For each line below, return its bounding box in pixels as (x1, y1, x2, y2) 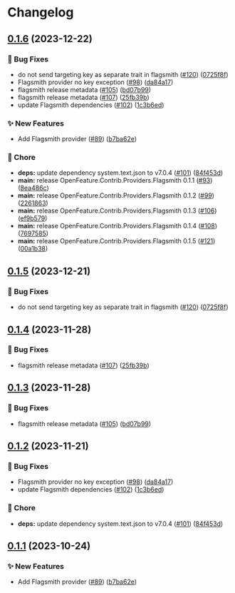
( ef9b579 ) (17, 214, 48, 223)
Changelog (7, 4, 74, 21)
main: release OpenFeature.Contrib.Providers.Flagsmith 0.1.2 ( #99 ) (17, 191, 215, 200)
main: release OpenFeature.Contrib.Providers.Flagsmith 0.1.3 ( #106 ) (17, 206, 217, 215)
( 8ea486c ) (17, 183, 50, 193)
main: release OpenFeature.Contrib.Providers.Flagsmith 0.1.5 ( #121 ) (17, 237, 216, 245)
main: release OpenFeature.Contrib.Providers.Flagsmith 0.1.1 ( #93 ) (17, 176, 213, 185)
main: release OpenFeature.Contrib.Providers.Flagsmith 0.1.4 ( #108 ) (17, 222, 218, 230)
